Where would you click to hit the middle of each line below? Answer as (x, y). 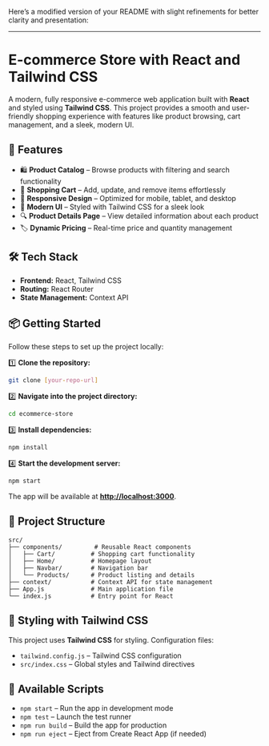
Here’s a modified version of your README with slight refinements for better (134, 12)
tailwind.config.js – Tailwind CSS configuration (100, 655)
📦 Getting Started (55, 323)
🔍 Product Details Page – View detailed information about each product (139, 216)
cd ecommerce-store (41, 414)
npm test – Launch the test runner (76, 717)
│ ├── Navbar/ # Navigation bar (78, 568)
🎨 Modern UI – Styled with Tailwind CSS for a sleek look (112, 207)
